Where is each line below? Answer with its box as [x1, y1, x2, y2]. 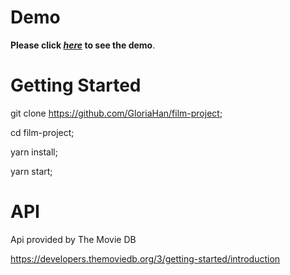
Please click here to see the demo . [10, 39, 156, 51]
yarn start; [10, 165, 53, 177]
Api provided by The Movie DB [10, 233, 137, 245]
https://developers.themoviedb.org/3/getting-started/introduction [10, 252, 281, 265]
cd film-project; [10, 126, 75, 138]
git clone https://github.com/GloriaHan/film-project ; [10, 107, 223, 119]
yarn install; [10, 146, 58, 158]
